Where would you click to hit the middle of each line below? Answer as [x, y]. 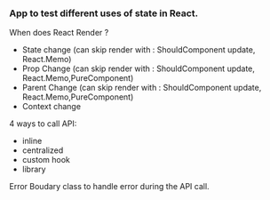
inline [32, 141]
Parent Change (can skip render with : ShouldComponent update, [142, 88]
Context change [52, 107]
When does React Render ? [59, 33]
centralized [43, 150]
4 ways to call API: [43, 124]
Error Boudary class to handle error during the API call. [110, 187]
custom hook [46, 160]
